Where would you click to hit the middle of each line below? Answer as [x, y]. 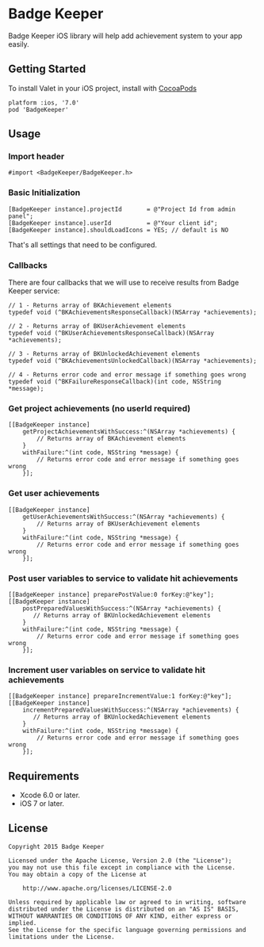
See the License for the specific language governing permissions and [127, 930]
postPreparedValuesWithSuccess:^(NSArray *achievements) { [122, 608]
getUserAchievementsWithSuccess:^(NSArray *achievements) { [124, 517]
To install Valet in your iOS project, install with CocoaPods [102, 88]
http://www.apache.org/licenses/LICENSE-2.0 [97, 888]
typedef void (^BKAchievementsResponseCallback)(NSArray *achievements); [133, 313]
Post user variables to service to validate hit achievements [123, 578]
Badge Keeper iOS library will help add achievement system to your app [126, 36]
